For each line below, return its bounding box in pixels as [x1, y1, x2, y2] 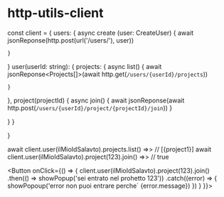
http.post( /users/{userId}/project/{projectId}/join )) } [7, 103, 173, 112]
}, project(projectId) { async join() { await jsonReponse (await [7, 96, 185, 105]
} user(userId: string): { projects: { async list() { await [7, 62, 162, 70]
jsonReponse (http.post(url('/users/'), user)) [7, 36, 134, 44]
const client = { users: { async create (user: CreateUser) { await [7, 28, 194, 37]
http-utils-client [7, 5, 105, 21]
